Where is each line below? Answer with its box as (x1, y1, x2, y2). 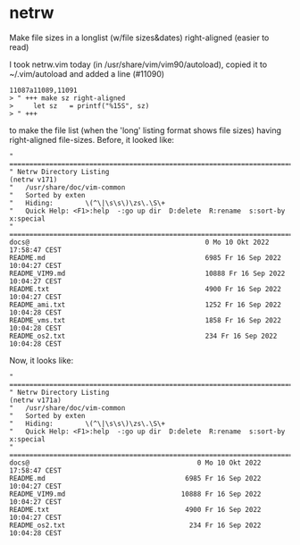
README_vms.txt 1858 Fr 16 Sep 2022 (9, 315, 281, 324)
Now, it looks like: (9, 355, 74, 365)
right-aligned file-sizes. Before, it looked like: (9, 134, 175, 145)
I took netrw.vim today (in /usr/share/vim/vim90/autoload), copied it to (9, 59, 268, 70)
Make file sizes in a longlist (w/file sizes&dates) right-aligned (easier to (9, 32, 270, 43)
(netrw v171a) (9, 396, 62, 405)
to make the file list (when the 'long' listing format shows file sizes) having (9, 124, 282, 136)
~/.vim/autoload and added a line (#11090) (9, 68, 165, 79)
